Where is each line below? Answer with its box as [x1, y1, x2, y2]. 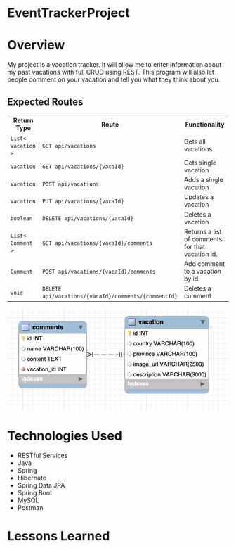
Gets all [183, 137, 206, 146]
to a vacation [183, 267, 222, 276]
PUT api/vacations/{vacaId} [41, 198, 124, 205]
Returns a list [183, 227, 222, 236]
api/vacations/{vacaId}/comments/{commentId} [41, 293, 178, 300]
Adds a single [183, 176, 223, 184]
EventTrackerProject [7, 5, 130, 21]
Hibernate [17, 473, 47, 483]
